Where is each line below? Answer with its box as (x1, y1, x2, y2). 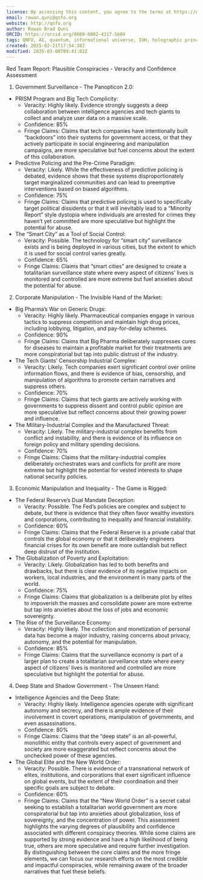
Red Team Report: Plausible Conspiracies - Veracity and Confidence (6, 65, 176, 72)
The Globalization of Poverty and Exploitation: (14, 554, 129, 562)
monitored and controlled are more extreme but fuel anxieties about (24, 275, 193, 283)
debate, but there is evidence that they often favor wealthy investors (24, 509, 195, 516)
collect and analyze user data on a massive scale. (24, 114, 148, 121)
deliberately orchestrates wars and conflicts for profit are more (24, 460, 181, 467)
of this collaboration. (24, 153, 76, 160)
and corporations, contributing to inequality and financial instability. (24, 516, 192, 523)
